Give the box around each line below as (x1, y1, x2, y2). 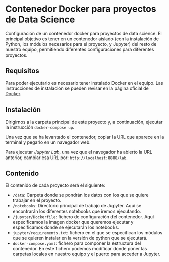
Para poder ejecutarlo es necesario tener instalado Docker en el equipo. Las (5, 80, 163, 86)
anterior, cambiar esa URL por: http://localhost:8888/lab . (5, 154, 128, 161)
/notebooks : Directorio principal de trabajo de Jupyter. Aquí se (12, 203, 142, 209)
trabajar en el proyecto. (12, 197, 62, 203)
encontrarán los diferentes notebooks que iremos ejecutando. (12, 208, 141, 215)
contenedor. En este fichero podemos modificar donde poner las (12, 246, 147, 252)
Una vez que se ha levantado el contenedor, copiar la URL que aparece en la (5, 134, 164, 140)
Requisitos (5, 67, 39, 75)
